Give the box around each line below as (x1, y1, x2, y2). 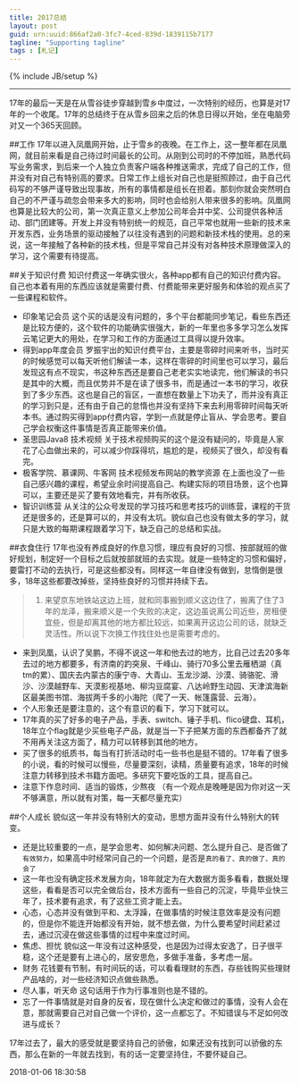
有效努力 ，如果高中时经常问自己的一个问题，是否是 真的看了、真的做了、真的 (21, 853, 286, 863)
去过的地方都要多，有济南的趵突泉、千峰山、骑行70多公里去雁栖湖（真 (21, 659, 283, 669)
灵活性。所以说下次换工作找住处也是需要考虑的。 (44, 628, 225, 639)
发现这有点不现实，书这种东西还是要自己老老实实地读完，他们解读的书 (21, 367, 281, 378)
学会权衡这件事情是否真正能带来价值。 (29, 423, 171, 433)
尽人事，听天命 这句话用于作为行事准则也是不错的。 (21, 985, 212, 996)
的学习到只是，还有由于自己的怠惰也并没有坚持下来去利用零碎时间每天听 (21, 400, 288, 411)
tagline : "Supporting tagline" (9, 38, 126, 47)
